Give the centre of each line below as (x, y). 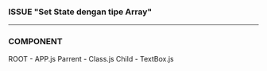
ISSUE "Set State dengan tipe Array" (80, 12)
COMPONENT (35, 42)
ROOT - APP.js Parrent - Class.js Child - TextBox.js (91, 58)
